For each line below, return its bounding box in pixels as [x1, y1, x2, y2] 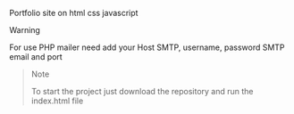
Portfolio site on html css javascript [9, 8, 139, 18]
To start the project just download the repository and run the [30, 86, 254, 96]
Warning [9, 25, 40, 35]
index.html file [30, 95, 84, 106]
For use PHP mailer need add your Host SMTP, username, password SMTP [9, 42, 285, 53]
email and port [9, 52, 63, 61]
